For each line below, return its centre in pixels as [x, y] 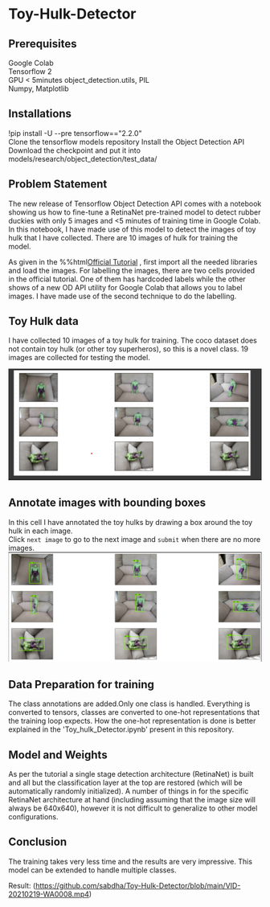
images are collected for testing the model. [79, 358]
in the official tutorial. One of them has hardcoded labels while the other [127, 279]
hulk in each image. [41, 531]
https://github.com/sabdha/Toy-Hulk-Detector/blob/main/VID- [138, 885]
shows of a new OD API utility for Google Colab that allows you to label [125, 287]
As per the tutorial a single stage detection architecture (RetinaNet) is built [131, 774]
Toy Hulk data [43, 321]
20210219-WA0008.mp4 [49, 894]
